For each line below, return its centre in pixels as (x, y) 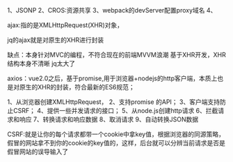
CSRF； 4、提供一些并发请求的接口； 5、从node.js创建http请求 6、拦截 (115, 111)
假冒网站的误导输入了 (38, 152)
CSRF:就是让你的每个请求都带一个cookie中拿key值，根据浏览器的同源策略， (116, 134)
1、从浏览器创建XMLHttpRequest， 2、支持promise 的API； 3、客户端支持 (114, 102)
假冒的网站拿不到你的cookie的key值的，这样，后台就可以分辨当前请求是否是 (116, 143)
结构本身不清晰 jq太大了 (41, 64)
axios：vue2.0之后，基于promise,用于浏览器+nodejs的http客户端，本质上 (112, 78)
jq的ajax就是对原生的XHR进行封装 (56, 40)
